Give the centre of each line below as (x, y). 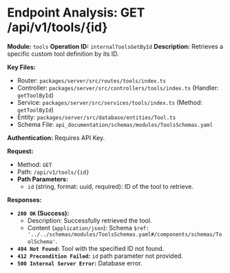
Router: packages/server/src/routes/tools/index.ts (92, 80)
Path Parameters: (43, 179)
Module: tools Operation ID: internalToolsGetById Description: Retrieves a (115, 46)
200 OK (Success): (43, 213)
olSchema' (42, 242)
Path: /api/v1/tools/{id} (53, 172)
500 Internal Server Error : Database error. (80, 263)
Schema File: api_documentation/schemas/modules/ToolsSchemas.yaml (115, 124)
